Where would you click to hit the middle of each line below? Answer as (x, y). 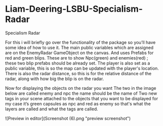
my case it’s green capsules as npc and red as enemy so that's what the (78, 104)
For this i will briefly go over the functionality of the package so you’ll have (80, 42)
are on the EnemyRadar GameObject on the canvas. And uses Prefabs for (79, 53)
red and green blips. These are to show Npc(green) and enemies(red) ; (77, 58)
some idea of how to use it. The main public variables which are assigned (79, 47)
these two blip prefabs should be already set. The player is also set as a (78, 63)
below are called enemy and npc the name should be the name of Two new (81, 93)
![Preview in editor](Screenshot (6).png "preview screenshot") (68, 118)
